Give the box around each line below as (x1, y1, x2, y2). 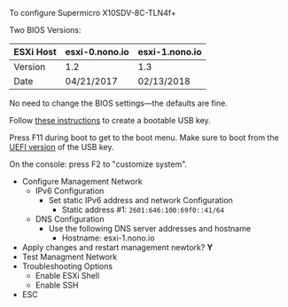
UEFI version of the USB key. (9, 142, 114, 152)
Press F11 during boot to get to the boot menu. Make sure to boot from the (9, 132, 279, 143)
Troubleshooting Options (21, 261, 113, 272)
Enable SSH (35, 279, 79, 290)
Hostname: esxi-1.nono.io (61, 232, 155, 243)
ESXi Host (13, 46, 58, 58)
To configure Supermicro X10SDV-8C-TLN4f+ (9, 8, 176, 18)
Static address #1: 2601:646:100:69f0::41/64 (61, 204, 224, 215)
